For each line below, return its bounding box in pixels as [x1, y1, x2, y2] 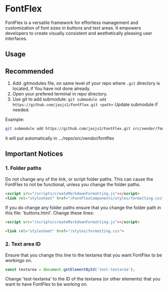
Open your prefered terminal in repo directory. [12, 91, 108, 97]
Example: [5, 116, 24, 122]
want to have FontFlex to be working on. [5, 281, 88, 287]
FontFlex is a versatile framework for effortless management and [5, 19, 138, 25]
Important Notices [5, 149, 63, 158]
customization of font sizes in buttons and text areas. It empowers [5, 24, 141, 30]
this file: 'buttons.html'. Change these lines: [5, 210, 94, 216]
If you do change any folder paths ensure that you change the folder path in [5, 204, 161, 210]
